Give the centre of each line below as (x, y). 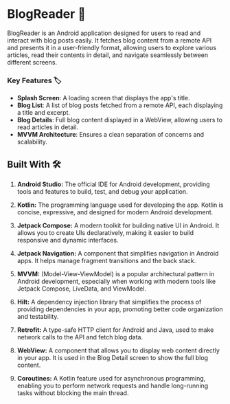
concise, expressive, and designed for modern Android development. (115, 212)
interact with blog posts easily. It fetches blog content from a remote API (110, 40)
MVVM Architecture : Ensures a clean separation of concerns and (111, 135)
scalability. (32, 142)
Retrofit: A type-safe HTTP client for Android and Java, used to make (115, 330)
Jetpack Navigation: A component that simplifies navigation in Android (118, 254)
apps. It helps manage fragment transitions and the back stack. (106, 261)
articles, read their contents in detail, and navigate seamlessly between (108, 55)
